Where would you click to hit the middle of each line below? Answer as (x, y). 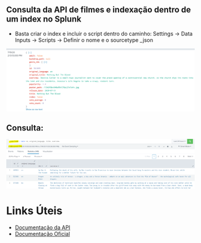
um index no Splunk (44, 19)
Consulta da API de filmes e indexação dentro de (99, 10)
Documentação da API (42, 227)
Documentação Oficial (42, 233)
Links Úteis (34, 211)
